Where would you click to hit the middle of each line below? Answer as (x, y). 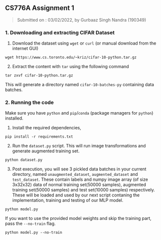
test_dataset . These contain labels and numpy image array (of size (80, 180)
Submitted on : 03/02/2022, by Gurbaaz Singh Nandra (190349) (81, 20)
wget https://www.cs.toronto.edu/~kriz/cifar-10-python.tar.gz (71, 58)
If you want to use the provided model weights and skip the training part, (78, 218)
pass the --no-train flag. (30, 224)
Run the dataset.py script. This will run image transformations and (79, 146)
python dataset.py (24, 160)
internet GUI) (25, 48)
